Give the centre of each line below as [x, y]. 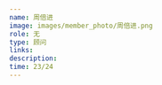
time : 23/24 [31, 67]
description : [33, 58]
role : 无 [24, 34]
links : [21, 50]
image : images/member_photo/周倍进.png [81, 26]
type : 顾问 [28, 42]
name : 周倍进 [31, 17]
